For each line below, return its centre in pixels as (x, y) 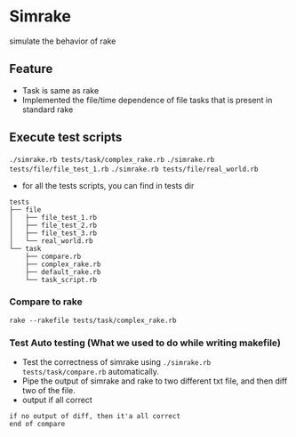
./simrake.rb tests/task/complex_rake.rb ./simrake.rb (112, 159)
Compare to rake (46, 302)
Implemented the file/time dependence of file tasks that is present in (147, 100)
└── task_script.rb (61, 279)
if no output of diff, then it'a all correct (95, 417)
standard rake (48, 109)
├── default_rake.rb (63, 272)
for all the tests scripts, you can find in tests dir (108, 185)
